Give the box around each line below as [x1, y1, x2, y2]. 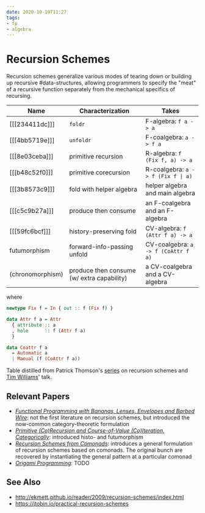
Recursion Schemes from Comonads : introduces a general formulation [15, 440, 193, 447]
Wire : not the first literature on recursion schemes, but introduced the [15, 414, 190, 421]
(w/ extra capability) [69, 274, 128, 282]
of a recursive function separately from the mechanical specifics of [6, 86, 176, 93]
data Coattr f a [6, 344, 48, 351]
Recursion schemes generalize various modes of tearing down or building [6, 73, 192, 80]
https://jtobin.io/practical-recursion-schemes [15, 500, 129, 507]
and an [145, 206, 165, 215]
